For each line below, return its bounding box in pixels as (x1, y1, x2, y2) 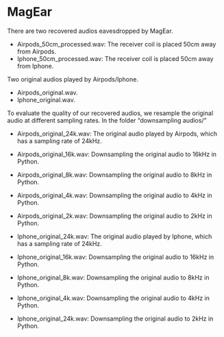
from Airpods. (16, 47, 57, 55)
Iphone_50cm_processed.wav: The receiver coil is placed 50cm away (16, 54, 214, 62)
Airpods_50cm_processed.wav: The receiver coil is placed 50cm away (16, 40, 216, 48)
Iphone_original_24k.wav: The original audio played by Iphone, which (16, 232, 212, 240)
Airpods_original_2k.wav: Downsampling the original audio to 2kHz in (16, 212, 212, 220)
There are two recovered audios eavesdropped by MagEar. (7, 27, 173, 35)
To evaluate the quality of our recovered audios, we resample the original (7, 109, 214, 117)
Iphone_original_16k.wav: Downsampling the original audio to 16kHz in (16, 253, 214, 261)
